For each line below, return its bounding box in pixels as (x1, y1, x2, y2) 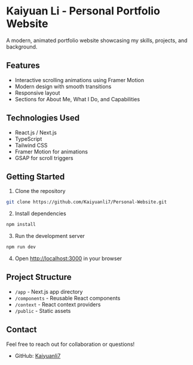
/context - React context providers (14, 301, 101, 308)
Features (6, 61, 40, 71)
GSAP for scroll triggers (14, 154, 73, 161)
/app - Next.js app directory (14, 288, 83, 295)
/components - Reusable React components (14, 294, 121, 301)
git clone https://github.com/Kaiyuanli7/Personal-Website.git (6, 199, 167, 205)
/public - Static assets (14, 307, 71, 314)
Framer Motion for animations (14, 148, 88, 155)
